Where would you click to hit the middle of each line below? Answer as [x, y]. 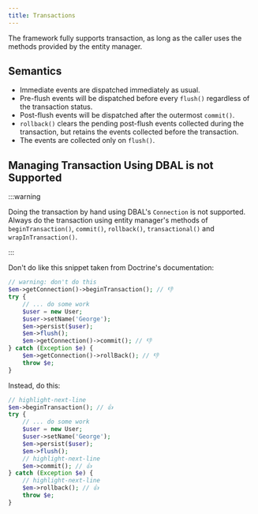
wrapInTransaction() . [43, 237]
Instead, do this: [34, 385]
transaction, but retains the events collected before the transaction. [129, 132]
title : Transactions [42, 15]
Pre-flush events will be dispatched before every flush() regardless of [135, 99]
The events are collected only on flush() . [87, 141]
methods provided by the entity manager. [75, 46]
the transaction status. [56, 107]
